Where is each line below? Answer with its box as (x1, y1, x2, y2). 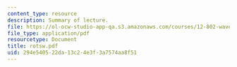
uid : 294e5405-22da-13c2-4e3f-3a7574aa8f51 (7, 50, 138, 57)
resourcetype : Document (7, 36, 78, 43)
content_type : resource (7, 10, 78, 17)
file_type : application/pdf (7, 29, 90, 37)
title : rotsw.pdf (7, 43, 59, 50)
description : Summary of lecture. (7, 17, 109, 24)
